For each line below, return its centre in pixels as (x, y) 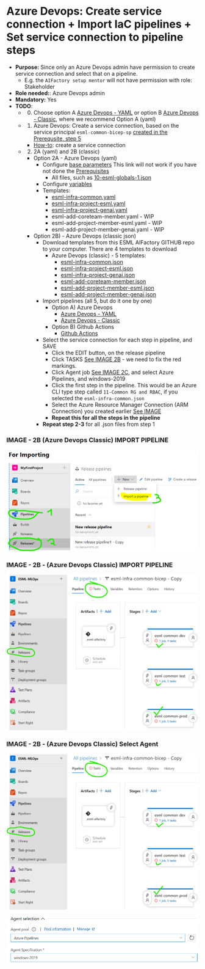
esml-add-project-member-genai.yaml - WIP (108, 229)
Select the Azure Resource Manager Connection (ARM (120, 404)
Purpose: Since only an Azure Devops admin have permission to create (105, 67)
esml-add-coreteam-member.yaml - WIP (103, 216)
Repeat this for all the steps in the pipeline (106, 417)
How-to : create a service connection (80, 145)
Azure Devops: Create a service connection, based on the (106, 125)
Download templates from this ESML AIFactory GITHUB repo (119, 242)
